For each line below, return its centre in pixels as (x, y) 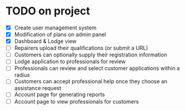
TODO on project (48, 11)
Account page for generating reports (60, 95)
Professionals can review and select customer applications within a (97, 68)
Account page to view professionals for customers (76, 101)
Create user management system (55, 28)
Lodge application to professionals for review (70, 62)
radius (22, 75)
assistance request (38, 88)
